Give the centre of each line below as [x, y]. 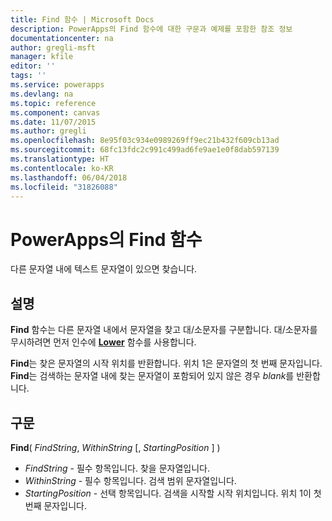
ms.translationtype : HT [60, 159]
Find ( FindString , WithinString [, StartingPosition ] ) [115, 447]
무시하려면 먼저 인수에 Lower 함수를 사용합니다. [103, 342]
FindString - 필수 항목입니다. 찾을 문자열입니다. [117, 468]
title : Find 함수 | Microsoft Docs [82, 19]
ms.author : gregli [48, 131]
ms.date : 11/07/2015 [53, 122]
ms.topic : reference [53, 103]
